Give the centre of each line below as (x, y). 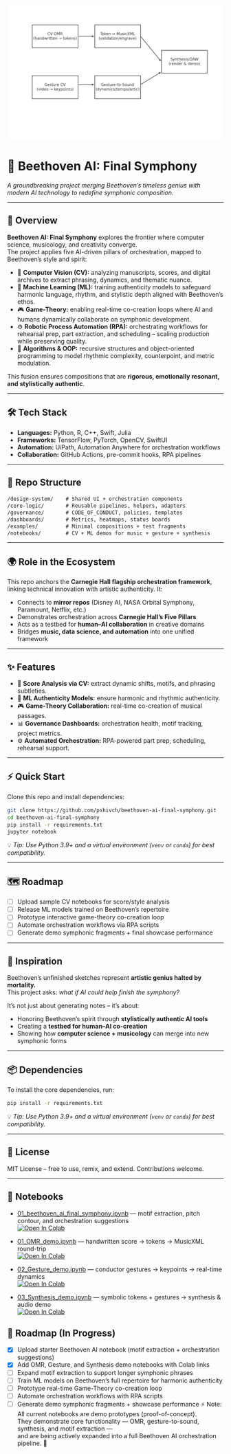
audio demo (34, 1304)
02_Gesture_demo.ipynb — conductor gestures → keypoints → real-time (119, 1269)
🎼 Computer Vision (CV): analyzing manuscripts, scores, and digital (114, 272)
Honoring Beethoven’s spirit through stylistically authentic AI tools (112, 1019)
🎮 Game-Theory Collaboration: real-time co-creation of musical (110, 706)
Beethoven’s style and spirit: (47, 259)
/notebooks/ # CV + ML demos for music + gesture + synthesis (109, 534)
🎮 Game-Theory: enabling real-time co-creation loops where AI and (115, 309)
